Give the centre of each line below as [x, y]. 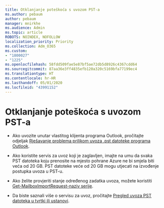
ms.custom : [16, 51]
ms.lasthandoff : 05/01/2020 [34, 83]
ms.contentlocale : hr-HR [30, 78]
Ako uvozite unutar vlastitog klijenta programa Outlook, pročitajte [78, 136]
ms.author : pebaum [24, 14]
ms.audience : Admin [25, 28]
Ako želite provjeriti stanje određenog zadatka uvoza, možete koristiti [82, 181]
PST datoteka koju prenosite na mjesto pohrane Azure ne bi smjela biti [83, 161]
